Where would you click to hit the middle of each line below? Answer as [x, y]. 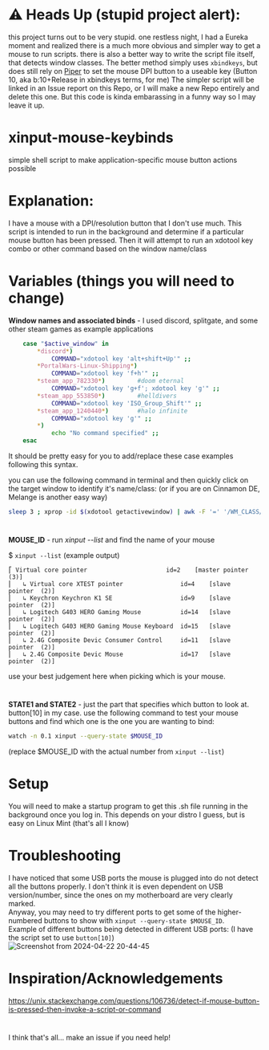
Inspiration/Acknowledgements [116, 979]
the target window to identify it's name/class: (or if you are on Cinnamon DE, [134, 488]
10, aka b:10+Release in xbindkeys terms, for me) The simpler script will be [131, 79]
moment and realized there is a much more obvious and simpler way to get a [134, 45]
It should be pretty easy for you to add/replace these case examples [121, 456]
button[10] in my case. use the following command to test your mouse [123, 713]
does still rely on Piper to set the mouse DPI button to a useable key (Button [133, 71]
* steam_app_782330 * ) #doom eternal [110, 381]
